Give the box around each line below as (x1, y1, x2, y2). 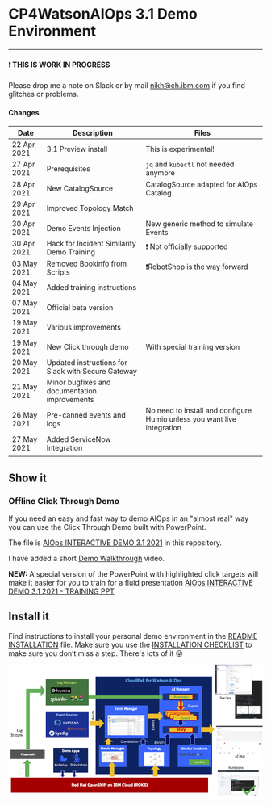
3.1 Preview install (46, 144, 108, 153)
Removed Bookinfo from (46, 258, 127, 268)
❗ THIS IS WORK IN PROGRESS (8, 60, 110, 69)
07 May (11, 298, 38, 308)
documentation (46, 386, 97, 396)
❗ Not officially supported (145, 241, 228, 251)
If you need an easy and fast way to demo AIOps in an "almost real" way (8, 514, 249, 523)
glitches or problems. (8, 90, 79, 99)
